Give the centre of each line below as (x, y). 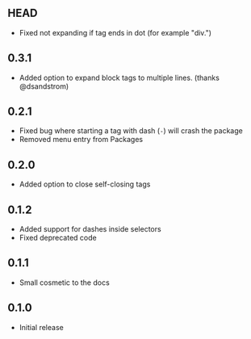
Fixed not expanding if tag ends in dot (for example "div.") (115, 32)
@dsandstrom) (44, 86)
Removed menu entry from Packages (81, 140)
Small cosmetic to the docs (64, 282)
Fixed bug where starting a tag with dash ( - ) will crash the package (131, 131)
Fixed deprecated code (58, 238)
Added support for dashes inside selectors (90, 229)
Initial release (41, 327)
